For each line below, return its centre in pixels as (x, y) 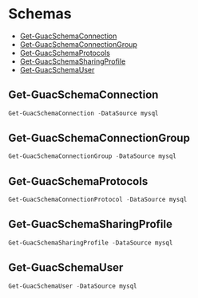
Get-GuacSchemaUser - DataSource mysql (73, 286)
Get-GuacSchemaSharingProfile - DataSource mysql (91, 243)
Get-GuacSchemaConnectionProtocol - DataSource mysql (98, 200)
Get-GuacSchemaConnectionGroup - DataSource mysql (93, 156)
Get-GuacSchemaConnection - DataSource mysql (83, 113)
